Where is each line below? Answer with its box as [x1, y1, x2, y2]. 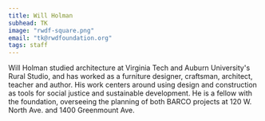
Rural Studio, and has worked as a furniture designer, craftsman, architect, [8, 72, 253, 81]
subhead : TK [8, 19, 48, 27]
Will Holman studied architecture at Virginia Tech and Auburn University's [8, 63, 251, 72]
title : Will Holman [8, 11, 73, 20]
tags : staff [8, 41, 48, 49]
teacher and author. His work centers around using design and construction [8, 80, 258, 90]
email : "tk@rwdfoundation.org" [8, 33, 113, 42]
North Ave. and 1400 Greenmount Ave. [8, 105, 135, 115]
